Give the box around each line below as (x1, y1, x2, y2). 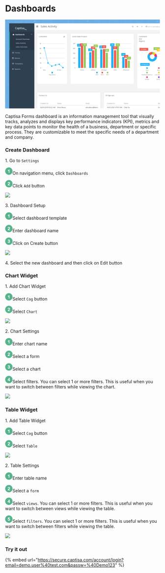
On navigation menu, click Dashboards (12, 170, 88, 176)
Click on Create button (12, 241, 58, 246)
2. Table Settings (5, 462, 39, 468)
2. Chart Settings (5, 328, 39, 334)
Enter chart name (12, 341, 48, 347)
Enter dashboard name (12, 228, 59, 234)
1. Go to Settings (5, 158, 39, 164)
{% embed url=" (5, 557, 38, 563)
